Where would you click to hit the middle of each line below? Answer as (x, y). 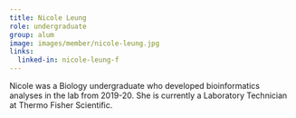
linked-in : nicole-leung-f (68, 60)
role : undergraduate (48, 26)
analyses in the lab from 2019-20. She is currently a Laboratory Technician (148, 95)
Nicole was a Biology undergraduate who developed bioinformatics (135, 86)
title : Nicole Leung (48, 18)
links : (22, 52)
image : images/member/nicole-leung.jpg (85, 43)
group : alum (32, 34)
